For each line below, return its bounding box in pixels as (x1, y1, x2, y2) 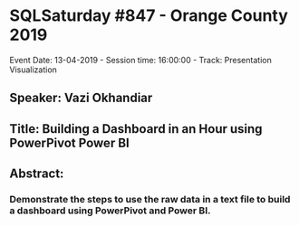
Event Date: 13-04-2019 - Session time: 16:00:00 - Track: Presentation (9, 54, 272, 65)
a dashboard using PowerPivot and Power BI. (9, 204, 211, 217)
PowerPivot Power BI (9, 135, 130, 150)
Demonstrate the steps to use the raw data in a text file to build (9, 193, 291, 206)
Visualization (9, 64, 57, 75)
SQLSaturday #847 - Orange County (9, 5, 288, 26)
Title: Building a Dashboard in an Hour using (9, 121, 263, 137)
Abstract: (9, 166, 64, 182)
